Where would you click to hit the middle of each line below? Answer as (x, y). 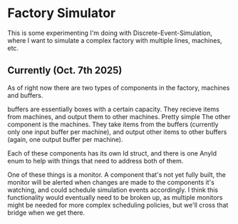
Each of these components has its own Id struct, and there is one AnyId (112, 153)
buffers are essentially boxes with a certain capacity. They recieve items (113, 109)
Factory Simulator (62, 13)
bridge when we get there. (46, 213)
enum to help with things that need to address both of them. (95, 161)
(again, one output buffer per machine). (65, 139)
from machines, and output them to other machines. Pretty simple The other (119, 116)
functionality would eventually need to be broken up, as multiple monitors (115, 197)
